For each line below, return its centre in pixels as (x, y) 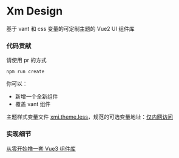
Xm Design (35, 11)
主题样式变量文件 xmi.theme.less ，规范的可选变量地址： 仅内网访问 (90, 117)
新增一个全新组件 (36, 97)
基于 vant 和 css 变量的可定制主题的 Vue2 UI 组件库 (70, 28)
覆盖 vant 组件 (33, 104)
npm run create (25, 72)
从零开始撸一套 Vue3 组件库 (41, 148)
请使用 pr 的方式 (26, 60)
